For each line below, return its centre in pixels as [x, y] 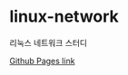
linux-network [64, 17]
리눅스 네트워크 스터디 [49, 42]
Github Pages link [42, 61]
